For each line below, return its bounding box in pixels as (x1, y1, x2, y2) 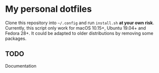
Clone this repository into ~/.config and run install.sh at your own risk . (5, 20, 155, 26)
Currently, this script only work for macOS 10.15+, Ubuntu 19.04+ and (5, 25, 146, 31)
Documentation (5, 63, 37, 69)
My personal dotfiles (5, 3, 92, 15)
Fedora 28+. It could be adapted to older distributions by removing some (5, 30, 154, 36)
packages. (5, 36, 27, 41)
